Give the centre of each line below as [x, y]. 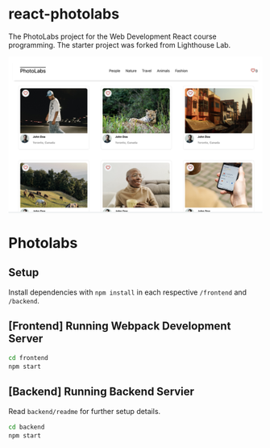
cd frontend [28, 358]
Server [26, 339]
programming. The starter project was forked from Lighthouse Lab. [120, 44]
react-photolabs [64, 14]
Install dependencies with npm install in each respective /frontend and [128, 292]
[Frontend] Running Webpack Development [120, 326]
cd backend [27, 427]
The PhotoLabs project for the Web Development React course [112, 36]
